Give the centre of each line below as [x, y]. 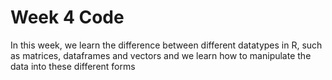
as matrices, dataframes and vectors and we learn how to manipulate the [161, 55]
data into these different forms [73, 66]
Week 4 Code [67, 17]
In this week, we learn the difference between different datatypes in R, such [166, 45]
